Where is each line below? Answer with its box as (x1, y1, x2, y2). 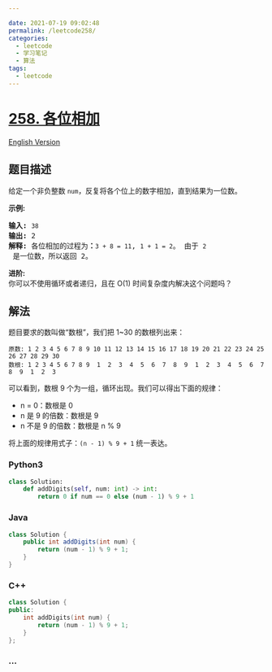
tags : (8, 64, 27, 73)
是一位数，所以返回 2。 (12, 251, 93, 260)
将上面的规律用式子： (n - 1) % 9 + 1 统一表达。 (8, 439, 172, 448)
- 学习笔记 (15, 50, 48, 58)
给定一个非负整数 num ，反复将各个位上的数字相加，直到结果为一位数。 (8, 185, 242, 195)
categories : (8, 34, 49, 42)
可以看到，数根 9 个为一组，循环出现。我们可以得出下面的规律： (8, 383, 223, 393)
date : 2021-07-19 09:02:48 (8, 19, 100, 27)
